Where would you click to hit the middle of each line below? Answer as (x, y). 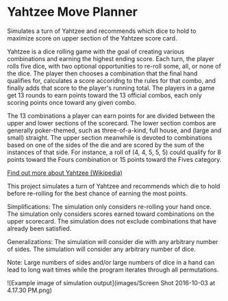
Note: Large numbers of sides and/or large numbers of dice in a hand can (111, 262)
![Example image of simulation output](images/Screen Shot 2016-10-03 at (111, 282)
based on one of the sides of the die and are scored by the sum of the (106, 145)
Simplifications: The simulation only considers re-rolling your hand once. (110, 206)
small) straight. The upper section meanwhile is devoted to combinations (110, 137)
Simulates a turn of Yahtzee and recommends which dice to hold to (102, 31)
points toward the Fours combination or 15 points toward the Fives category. (114, 159)
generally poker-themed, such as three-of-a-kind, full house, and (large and (114, 130)
